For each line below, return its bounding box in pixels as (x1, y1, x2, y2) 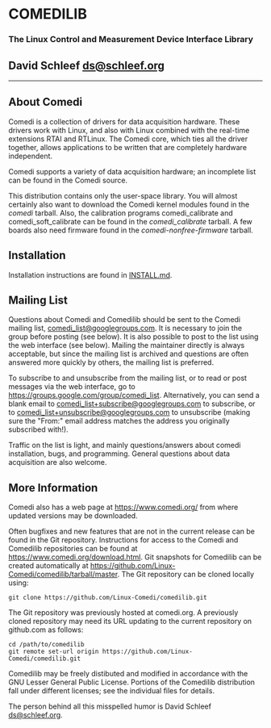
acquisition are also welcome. (8, 458, 107, 467)
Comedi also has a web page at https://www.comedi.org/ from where (8, 502, 239, 513)
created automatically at (8, 561, 89, 571)
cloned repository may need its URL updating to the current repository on (8, 617, 252, 626)
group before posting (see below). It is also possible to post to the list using (8, 332, 259, 341)
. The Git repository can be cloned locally (117, 570, 255, 579)
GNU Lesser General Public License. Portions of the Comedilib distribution (8, 677, 256, 687)
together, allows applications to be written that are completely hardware (8, 142, 248, 152)
